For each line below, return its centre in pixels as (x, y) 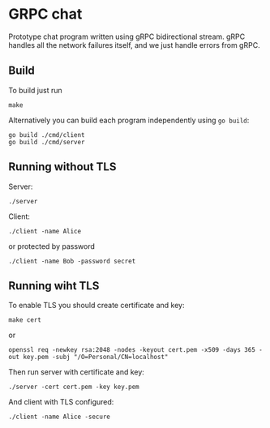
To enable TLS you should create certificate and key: (96, 306)
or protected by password (51, 246)
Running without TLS (62, 167)
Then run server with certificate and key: (76, 372)
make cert (25, 320)
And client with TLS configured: (61, 402)
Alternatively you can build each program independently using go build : (129, 120)
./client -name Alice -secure (60, 417)
